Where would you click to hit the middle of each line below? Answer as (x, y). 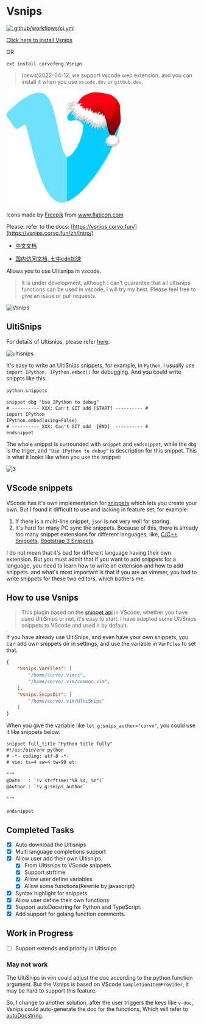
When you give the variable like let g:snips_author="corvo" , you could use (101, 725)
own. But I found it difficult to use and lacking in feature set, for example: (97, 509)
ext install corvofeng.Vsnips (45, 64)
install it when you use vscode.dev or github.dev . (82, 81)
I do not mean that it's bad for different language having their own (89, 552)
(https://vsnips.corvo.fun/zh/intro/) (50, 233)
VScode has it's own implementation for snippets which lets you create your (102, 503)
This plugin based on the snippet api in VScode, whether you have (104, 612)
